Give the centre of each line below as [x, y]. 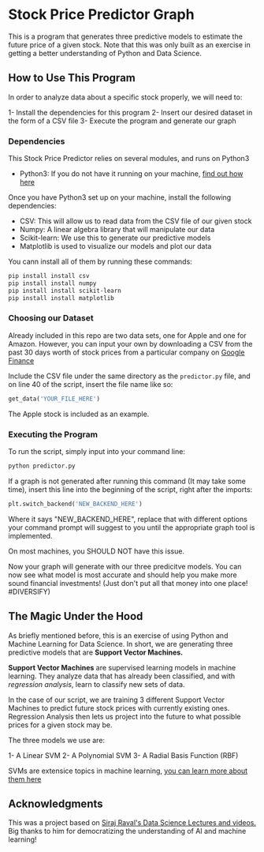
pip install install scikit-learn [65, 291]
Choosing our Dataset [51, 318]
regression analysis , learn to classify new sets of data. [97, 684]
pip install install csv [49, 276]
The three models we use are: [56, 740]
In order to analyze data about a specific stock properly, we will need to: [125, 97]
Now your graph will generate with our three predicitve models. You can [125, 566]
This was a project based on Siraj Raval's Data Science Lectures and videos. [132, 823]
